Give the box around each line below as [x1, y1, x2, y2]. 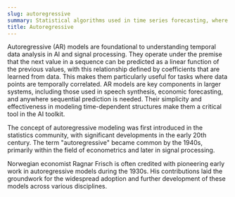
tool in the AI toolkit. [7, 110, 65, 118]
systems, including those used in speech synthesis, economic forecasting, [7, 87, 224, 96]
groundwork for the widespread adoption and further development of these [7, 174, 227, 183]
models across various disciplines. [7, 182, 108, 191]
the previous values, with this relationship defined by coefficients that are [7, 65, 220, 74]
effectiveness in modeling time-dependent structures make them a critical [7, 103, 222, 111]
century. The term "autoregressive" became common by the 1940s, [7, 139, 203, 147]
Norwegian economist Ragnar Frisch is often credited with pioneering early [7, 160, 225, 168]
